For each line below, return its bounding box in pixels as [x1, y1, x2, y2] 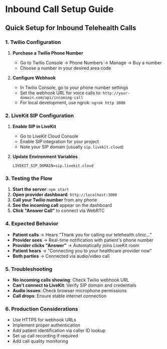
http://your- [102, 90, 130, 96]
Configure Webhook [12, 74, 56, 81]
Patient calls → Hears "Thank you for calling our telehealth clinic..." [12, 231, 152, 238]
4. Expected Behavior [5, 220, 59, 227]
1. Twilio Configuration [5, 39, 61, 46]
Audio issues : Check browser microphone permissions [12, 288, 127, 294]
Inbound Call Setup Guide [5, 4, 114, 15]
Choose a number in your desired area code [20, 65, 111, 71]
